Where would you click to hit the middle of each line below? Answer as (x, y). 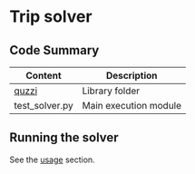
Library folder (111, 91)
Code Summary (54, 50)
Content (44, 76)
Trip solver (51, 17)
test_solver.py (44, 106)
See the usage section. (52, 159)
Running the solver (64, 138)
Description (132, 76)
